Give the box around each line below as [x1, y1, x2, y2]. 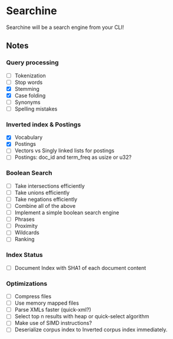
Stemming [14, 85, 40, 92]
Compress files [14, 293, 52, 300]
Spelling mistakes [14, 105, 58, 112]
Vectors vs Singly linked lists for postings [14, 147, 115, 154]
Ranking [14, 236, 35, 243]
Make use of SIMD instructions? [14, 320, 92, 327]
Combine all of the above [14, 203, 76, 210]
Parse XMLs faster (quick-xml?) [14, 306, 91, 314]
